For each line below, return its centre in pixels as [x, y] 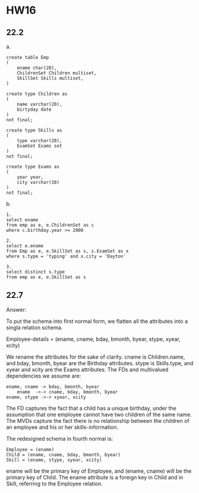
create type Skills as [34, 130]
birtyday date [34, 109]
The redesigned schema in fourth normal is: [60, 438]
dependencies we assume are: [44, 376]
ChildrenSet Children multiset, [57, 73]
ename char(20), [37, 68]
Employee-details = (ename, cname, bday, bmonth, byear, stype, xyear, [94, 339]
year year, [30, 177]
